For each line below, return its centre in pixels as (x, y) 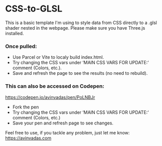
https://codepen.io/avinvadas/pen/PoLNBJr (50, 97)
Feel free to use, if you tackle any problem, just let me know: (67, 132)
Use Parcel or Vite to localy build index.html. (58, 57)
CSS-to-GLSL (34, 9)
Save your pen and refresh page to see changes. (63, 123)
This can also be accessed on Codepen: (55, 86)
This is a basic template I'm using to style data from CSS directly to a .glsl (81, 23)
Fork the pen (26, 107)
